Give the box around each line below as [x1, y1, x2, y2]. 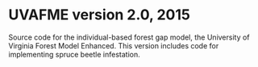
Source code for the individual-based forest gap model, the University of [8, 32, 250, 42]
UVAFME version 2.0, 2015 [8, 6, 191, 24]
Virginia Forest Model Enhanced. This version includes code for [8, 40, 219, 50]
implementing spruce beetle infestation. [8, 49, 140, 59]
